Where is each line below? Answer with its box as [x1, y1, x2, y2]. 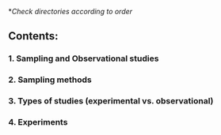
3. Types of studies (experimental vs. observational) [8, 96, 214, 107]
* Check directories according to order [8, 7, 133, 16]
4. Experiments [8, 117, 68, 128]
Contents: [8, 29, 59, 43]
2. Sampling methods [8, 74, 93, 85]
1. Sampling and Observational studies [8, 53, 159, 64]
